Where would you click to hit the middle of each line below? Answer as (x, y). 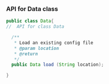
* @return (26, 54)
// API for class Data (35, 27)
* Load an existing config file (54, 43)
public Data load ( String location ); (58, 65)
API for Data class (32, 9)
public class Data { (30, 21)
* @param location (37, 48)
